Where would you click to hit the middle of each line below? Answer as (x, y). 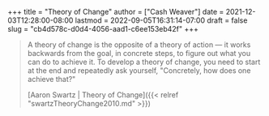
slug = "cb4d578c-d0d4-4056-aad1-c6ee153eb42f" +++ (103, 29)
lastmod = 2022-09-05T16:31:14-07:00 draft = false (161, 20)
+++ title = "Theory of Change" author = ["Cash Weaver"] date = (116, 12)
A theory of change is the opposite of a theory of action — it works (139, 45)
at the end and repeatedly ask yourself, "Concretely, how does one (139, 71)
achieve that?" (51, 79)
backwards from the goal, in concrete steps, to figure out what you (139, 53)
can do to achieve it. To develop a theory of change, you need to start (144, 62)
